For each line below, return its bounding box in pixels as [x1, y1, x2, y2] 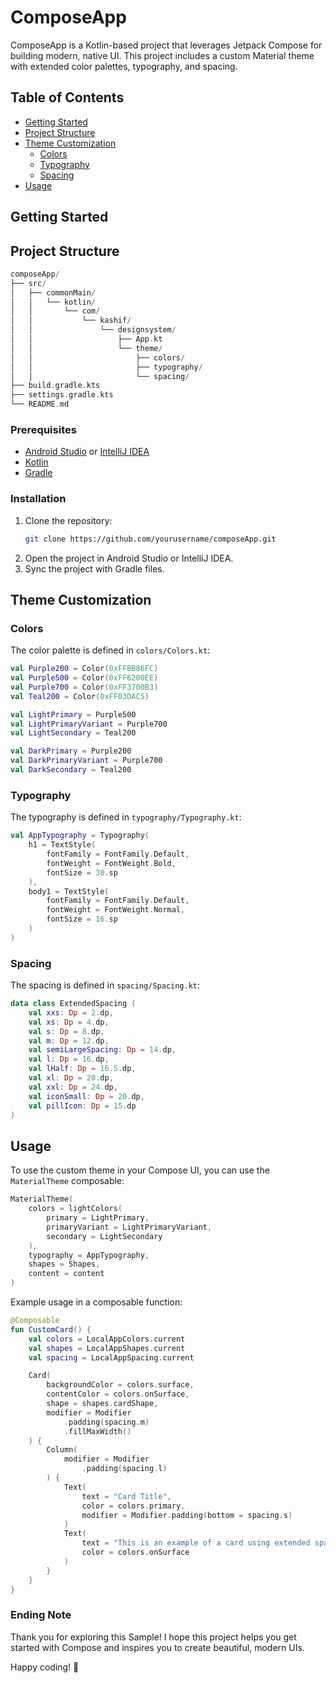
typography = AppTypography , [28, 1250, 150, 1260]
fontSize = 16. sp [46, 914, 118, 925]
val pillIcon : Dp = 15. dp [28, 1101, 137, 1111]
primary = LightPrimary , [46, 1213, 150, 1223]
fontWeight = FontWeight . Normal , [46, 905, 186, 915]
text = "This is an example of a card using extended [81, 1538, 311, 1548]
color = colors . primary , [81, 1501, 186, 1511]
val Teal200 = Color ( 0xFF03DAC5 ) [10, 691, 150, 701]
